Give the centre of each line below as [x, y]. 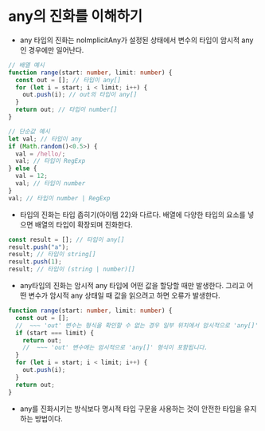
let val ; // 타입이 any [45, 139]
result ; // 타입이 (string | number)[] [72, 269]
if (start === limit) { [55, 333]
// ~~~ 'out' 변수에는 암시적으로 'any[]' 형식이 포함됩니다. [115, 348]
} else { [23, 168]
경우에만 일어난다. [56, 49]
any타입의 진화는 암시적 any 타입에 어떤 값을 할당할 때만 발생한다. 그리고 [132, 286]
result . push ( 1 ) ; [35, 262]
